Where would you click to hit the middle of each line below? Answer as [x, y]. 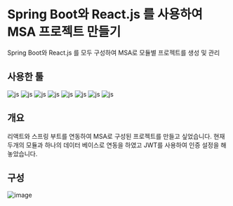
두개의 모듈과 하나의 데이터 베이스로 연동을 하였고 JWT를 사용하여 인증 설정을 [113, 145]
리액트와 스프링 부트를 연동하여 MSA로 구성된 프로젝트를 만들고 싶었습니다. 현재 [116, 136]
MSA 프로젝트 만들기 [64, 32]
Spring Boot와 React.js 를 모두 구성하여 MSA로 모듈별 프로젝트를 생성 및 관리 [114, 53]
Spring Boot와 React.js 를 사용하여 [105, 14]
